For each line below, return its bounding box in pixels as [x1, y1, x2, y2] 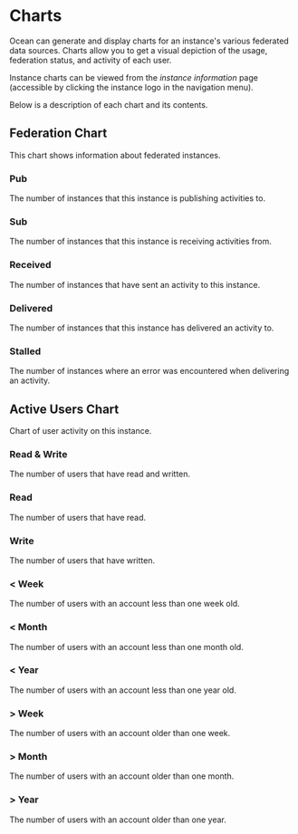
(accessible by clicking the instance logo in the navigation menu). [9, 81, 254, 92]
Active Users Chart [9, 401, 120, 417]
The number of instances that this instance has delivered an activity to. [9, 322, 274, 333]
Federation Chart [9, 126, 108, 141]
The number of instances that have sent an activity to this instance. [9, 279, 261, 290]
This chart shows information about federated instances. [9, 149, 221, 160]
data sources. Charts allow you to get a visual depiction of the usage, [9, 44, 268, 55]
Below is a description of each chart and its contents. [9, 99, 208, 110]
